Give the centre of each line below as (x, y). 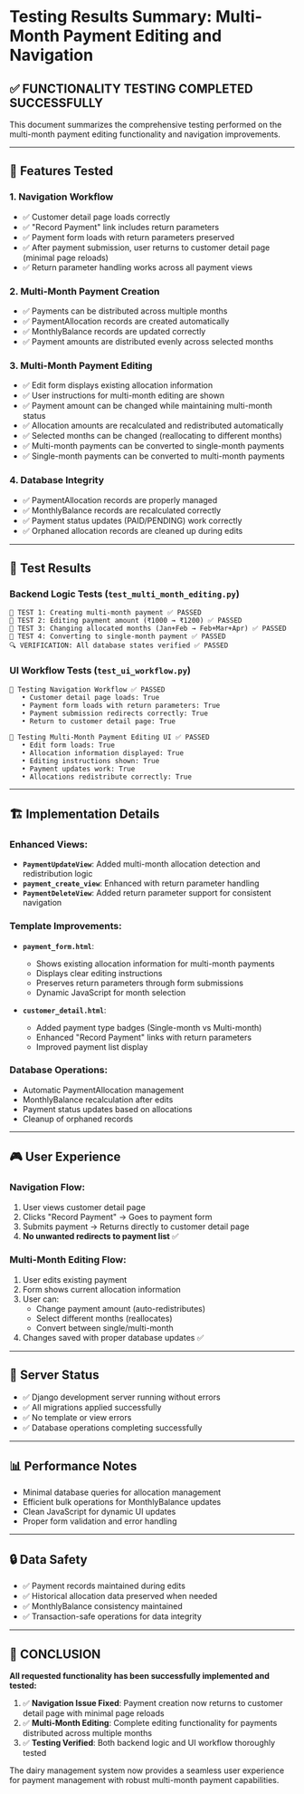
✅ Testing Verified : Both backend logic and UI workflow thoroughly (149, 1743)
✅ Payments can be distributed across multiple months (125, 311)
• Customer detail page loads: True (90, 697)
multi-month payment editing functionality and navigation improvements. (145, 134)
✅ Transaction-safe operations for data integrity (112, 1616)
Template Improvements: (66, 926)
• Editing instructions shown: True (90, 761)
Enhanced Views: (49, 844)
